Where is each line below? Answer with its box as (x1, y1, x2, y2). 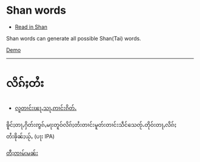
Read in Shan (14, 23, 48, 30)
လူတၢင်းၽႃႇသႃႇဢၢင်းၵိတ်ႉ (14, 104, 77, 111)
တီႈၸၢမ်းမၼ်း (6, 149, 39, 157)
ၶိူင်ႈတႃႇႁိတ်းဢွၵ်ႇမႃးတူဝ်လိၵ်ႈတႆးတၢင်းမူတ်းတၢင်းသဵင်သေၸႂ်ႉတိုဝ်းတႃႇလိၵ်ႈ (6, 121, 177, 128)
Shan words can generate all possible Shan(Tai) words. (6, 35, 142, 42)
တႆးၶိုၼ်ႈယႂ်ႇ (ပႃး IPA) (6, 132, 55, 140)
